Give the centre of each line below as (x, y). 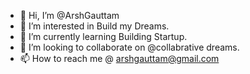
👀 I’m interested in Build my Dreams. (94, 26)
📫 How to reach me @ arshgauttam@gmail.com (119, 58)
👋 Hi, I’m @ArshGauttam (69, 15)
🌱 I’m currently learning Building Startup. (103, 36)
